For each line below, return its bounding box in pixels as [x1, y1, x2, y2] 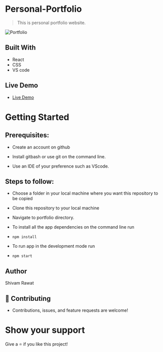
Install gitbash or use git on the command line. [12, 153, 106, 159]
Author [5, 267, 27, 275]
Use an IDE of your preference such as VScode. [12, 163, 109, 169]
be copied [12, 196, 33, 202]
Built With [5, 43, 36, 52]
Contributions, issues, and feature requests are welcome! [12, 307, 129, 313]
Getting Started [5, 112, 70, 122]
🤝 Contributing [5, 294, 51, 303]
